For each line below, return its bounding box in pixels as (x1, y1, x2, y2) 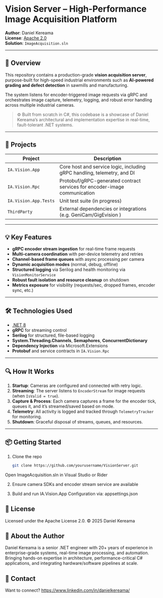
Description (94, 155, 121, 162)
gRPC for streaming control (12, 328, 67, 333)
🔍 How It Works (5, 367, 54, 376)
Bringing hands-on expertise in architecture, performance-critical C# (5, 555, 143, 561)
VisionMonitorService (12, 273, 56, 278)
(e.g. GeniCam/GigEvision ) (59, 211, 121, 218)
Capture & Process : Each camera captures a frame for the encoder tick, (12, 398, 157, 404)
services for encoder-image (59, 183, 125, 190)
